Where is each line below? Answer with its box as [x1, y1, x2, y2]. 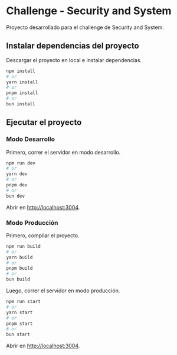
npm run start [6, 299, 41, 305]
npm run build [6, 243, 41, 249]
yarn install [6, 79, 38, 85]
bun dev [6, 193, 25, 199]
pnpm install [6, 90, 38, 96]
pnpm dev [6, 182, 28, 188]
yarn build [6, 254, 33, 260]
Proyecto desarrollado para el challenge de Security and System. [6, 24, 164, 31]
